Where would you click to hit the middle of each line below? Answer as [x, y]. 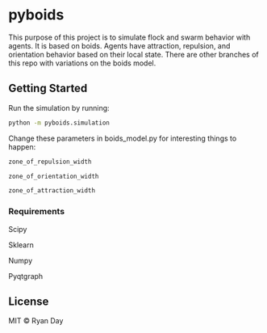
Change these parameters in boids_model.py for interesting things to [123, 138]
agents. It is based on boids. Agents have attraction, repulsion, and [119, 45]
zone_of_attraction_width [52, 191]
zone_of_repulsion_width [50, 162]
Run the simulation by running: [59, 107]
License [29, 301]
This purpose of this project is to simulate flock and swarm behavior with [129, 37]
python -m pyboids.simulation [59, 123]
